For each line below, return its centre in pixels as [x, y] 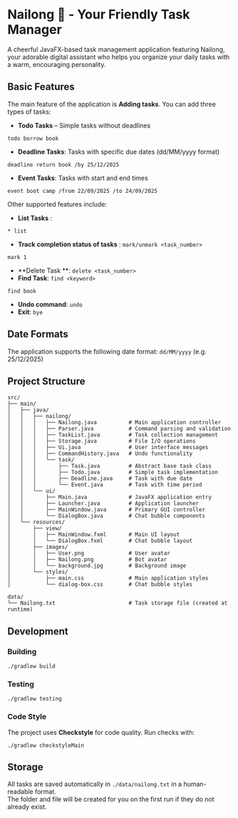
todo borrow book [33, 138]
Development [38, 631]
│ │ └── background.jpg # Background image [97, 566]
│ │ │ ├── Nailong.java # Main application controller [114, 423]
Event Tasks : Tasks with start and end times [83, 178]
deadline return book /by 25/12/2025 [63, 164]
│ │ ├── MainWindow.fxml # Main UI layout [94, 535]
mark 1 [17, 257]
